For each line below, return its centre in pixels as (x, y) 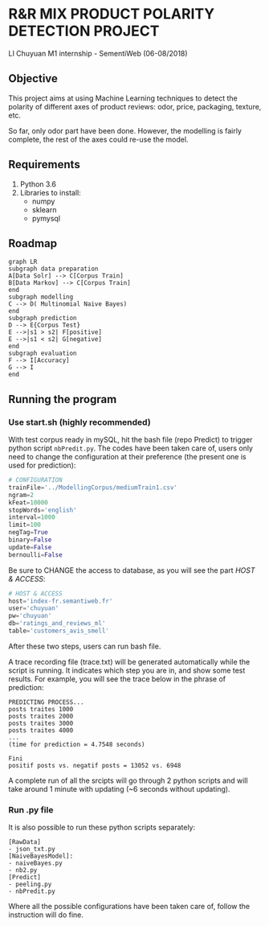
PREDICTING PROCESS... (46, 702)
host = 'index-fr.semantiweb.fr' (61, 601)
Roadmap (33, 243)
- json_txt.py (32, 850)
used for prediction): (42, 465)
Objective (33, 78)
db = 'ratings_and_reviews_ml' (57, 624)
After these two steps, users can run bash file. (85, 646)
